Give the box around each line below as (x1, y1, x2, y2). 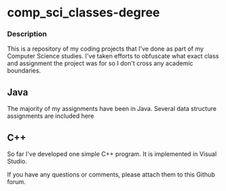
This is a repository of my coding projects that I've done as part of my (7, 44, 204, 53)
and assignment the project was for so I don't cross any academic (7, 60, 194, 68)
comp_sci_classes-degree (7, 5, 160, 21)
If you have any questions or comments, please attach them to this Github (7, 170, 216, 179)
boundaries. (7, 66, 41, 75)
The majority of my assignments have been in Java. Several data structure (7, 105, 217, 113)
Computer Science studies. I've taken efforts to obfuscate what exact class (7, 52, 219, 60)
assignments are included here (7, 112, 95, 120)
